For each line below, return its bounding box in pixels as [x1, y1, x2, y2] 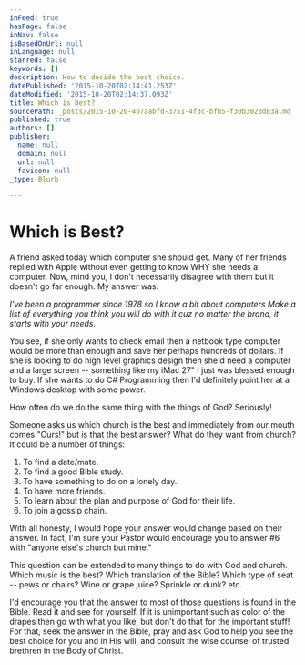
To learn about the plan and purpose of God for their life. [22, 495, 235, 506]
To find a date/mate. [22, 457, 99, 468]
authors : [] [9, 124, 55, 133]
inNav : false [9, 30, 59, 39]
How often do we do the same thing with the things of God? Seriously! [9, 402, 272, 413]
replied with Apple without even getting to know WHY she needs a [9, 262, 259, 273]
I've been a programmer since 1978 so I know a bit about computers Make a [9, 298, 296, 310]
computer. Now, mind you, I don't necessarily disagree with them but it [9, 271, 275, 283]
